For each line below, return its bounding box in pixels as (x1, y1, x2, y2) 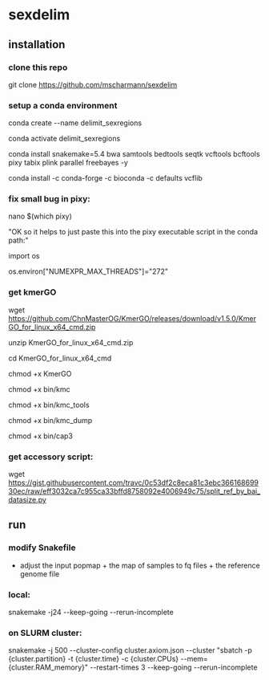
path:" (8, 235, 29, 246)
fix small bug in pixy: (8, 193, 90, 205)
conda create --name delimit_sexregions (8, 118, 143, 128)
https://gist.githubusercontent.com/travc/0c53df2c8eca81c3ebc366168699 (8, 478, 259, 487)
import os (8, 251, 40, 261)
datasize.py (8, 495, 46, 505)
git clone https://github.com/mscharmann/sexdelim (8, 79, 178, 89)
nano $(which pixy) (8, 211, 72, 222)
